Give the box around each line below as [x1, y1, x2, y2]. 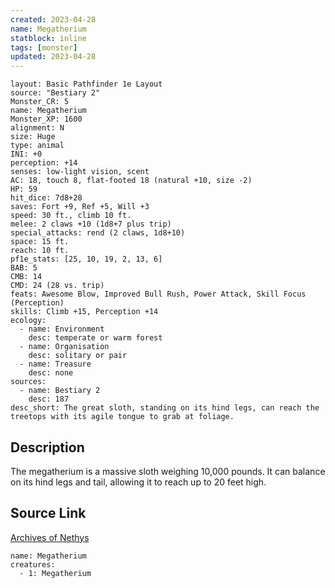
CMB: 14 [10, 272, 43, 282]
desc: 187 [28, 394, 70, 405]
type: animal [10, 141, 65, 151]
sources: [10, 377, 47, 387]
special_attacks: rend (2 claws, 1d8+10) [10, 228, 186, 238]
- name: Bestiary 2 [19, 386, 101, 396]
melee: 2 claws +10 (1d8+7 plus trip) [10, 219, 172, 230]
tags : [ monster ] [10, 42, 78, 53]
